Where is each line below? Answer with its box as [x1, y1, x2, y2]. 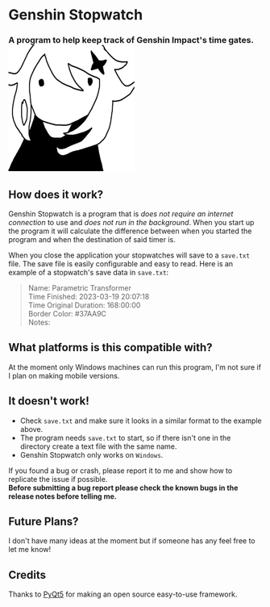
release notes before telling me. [8, 491, 117, 501]
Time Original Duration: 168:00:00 [27, 300, 141, 310]
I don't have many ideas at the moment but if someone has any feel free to [8, 536, 255, 546]
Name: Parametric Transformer [27, 283, 131, 292]
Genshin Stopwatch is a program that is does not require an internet [8, 208, 234, 219]
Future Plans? [8, 514, 79, 528]
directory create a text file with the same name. [19, 442, 177, 451]
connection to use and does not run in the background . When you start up [8, 217, 255, 227]
